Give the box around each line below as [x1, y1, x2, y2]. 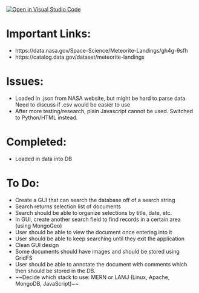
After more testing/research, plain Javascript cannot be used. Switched [15, 107, 194, 114]
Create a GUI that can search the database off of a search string [15, 196, 175, 203]
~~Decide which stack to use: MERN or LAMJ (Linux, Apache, [15, 273, 170, 281]
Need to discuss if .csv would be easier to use [15, 100, 131, 108]
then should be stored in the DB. [15, 267, 96, 274]
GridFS [15, 254, 33, 262]
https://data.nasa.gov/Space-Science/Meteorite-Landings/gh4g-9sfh [15, 47, 189, 54]
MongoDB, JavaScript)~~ [15, 280, 79, 287]
